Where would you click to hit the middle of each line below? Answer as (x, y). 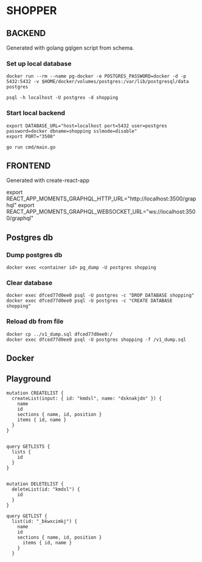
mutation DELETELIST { (35, 484)
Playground (29, 379)
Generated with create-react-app (48, 180)
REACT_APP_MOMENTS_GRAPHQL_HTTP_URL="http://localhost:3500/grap (101, 199)
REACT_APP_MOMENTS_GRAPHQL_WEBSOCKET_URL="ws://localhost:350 (101, 212)
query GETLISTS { (28, 447)
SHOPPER (32, 11)
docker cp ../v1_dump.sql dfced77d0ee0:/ (60, 334)
